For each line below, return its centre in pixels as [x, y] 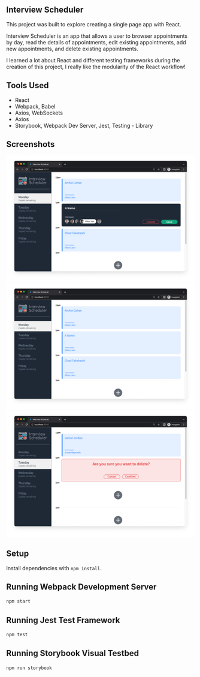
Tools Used [28, 85]
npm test [17, 635]
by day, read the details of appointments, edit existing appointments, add [96, 42]
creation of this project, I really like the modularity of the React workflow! [96, 67]
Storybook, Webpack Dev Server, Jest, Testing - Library [84, 125]
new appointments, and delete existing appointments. [72, 49]
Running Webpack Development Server [81, 587]
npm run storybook [29, 668]
